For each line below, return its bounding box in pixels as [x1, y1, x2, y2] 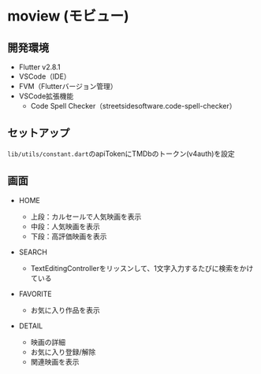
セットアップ [7, 127, 70, 140]
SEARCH [18, 247, 48, 257]
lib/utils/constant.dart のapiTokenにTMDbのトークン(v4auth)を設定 [7, 149, 236, 158]
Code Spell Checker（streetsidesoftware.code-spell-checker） [30, 102, 237, 110]
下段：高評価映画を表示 [30, 231, 107, 241]
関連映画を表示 [30, 357, 80, 366]
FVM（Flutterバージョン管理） [18, 82, 117, 91]
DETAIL [18, 320, 43, 331]
